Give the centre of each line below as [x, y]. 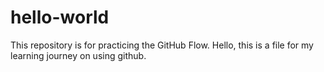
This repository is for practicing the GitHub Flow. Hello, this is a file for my [162, 45]
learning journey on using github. [78, 55]
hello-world [60, 17]
